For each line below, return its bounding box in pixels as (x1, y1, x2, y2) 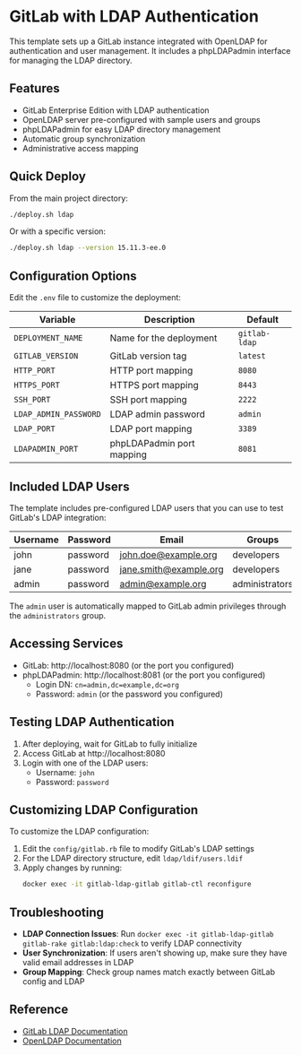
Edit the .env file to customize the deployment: (9, 292, 182, 303)
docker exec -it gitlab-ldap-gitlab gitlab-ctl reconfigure (21, 880, 252, 889)
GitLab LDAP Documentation (21, 1025, 128, 1036)
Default (245, 314, 279, 326)
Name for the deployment (109, 332, 218, 344)
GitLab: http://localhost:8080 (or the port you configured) (21, 660, 235, 670)
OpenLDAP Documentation (21, 1035, 123, 1046)
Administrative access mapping (21, 143, 139, 153)
